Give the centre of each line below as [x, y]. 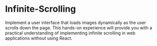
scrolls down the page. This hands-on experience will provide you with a [79, 27]
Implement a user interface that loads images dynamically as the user [76, 23]
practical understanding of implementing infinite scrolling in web [70, 33]
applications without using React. [39, 38]
